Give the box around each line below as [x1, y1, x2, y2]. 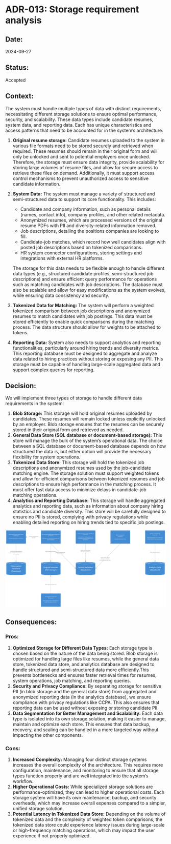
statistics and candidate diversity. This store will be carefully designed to [12, 509, 166, 515]
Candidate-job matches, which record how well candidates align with [20, 238, 166, 245]
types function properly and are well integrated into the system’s [12, 773, 149, 779]
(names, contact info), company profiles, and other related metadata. [20, 211, 166, 217]
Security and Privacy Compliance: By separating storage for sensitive [12, 683, 162, 689]
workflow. [12, 778, 34, 785]
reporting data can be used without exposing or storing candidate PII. [12, 705, 159, 711]
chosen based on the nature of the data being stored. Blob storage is [12, 650, 158, 656]
